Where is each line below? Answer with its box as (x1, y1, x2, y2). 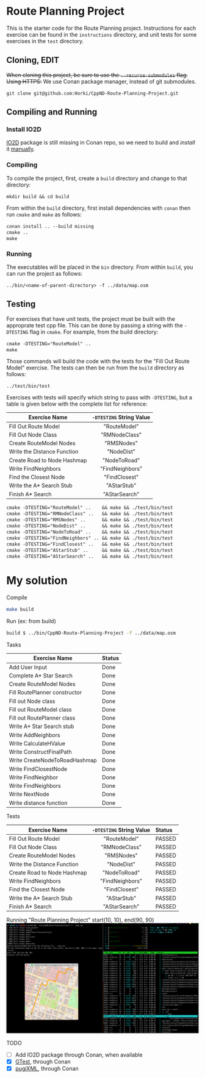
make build (6, 607, 34, 613)
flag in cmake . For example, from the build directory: (29, 328, 159, 335)
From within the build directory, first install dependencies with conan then (6, 204, 191, 212)
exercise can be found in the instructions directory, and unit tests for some (6, 30, 197, 38)
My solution (6, 574, 68, 588)
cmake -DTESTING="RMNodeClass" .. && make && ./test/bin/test (6, 511, 173, 517)
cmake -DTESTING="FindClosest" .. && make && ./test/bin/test (6, 541, 173, 548)
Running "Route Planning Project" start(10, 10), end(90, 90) (6, 916, 154, 924)
